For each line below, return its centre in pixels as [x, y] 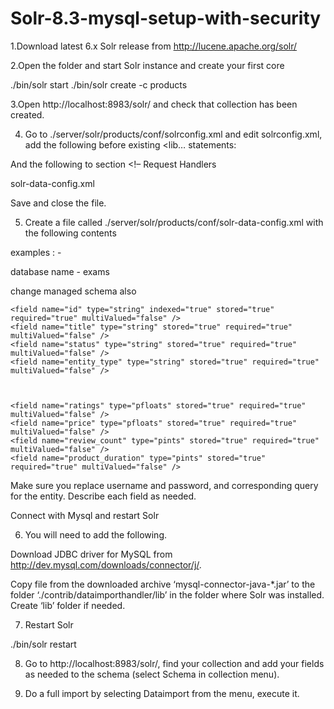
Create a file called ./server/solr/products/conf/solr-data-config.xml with [174, 222]
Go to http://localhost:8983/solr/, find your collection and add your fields [174, 663]
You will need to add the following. [96, 534]
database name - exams [60, 271]
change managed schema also [73, 291]
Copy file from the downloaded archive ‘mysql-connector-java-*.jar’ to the [163, 584]
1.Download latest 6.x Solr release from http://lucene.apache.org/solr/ [154, 46]
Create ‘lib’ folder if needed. [68, 605]
